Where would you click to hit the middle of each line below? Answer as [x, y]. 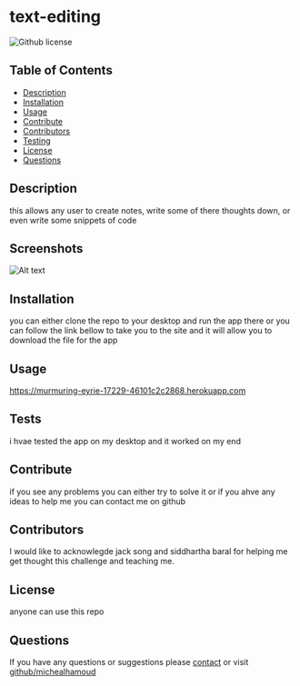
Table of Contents [61, 70]
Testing [37, 140]
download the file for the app [64, 340]
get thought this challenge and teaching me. [92, 562]
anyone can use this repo [57, 611]
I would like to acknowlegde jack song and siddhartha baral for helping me [149, 552]
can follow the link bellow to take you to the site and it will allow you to [141, 331]
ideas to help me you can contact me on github [98, 501]
